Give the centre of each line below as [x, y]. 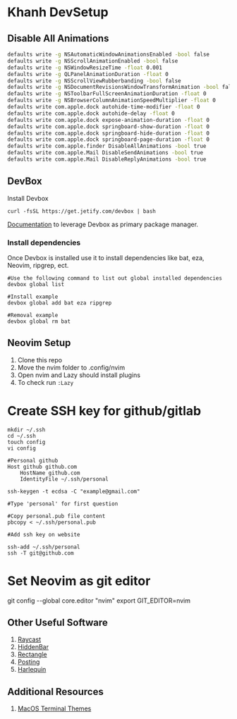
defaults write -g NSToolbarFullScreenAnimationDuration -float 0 [107, 94]
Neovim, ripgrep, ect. [38, 265]
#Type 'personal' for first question [63, 504]
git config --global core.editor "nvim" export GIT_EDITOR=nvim [99, 601]
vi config [22, 448]
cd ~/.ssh [22, 436]
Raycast [29, 639]
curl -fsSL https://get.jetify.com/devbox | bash [82, 211]
